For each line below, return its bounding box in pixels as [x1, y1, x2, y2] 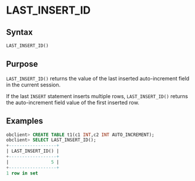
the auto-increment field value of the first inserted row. [6, 99, 140, 106]
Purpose [6, 59, 38, 69]
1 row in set [6, 170, 38, 176]
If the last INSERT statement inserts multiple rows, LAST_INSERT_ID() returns [6, 92, 188, 99]
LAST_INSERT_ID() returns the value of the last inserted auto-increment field [6, 75, 190, 82]
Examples [6, 116, 43, 126]
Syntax [6, 27, 33, 37]
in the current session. [6, 81, 61, 88]
